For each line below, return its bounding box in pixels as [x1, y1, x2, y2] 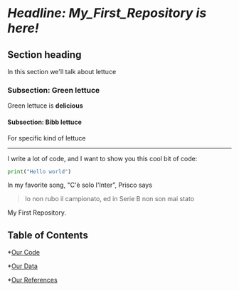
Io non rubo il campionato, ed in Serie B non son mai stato [24, 195, 194, 203]
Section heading [7, 48, 82, 61]
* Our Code [7, 248, 41, 257]
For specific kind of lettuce [7, 133, 86, 142]
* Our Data [7, 262, 38, 270]
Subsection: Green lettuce [7, 85, 100, 95]
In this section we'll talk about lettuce [7, 68, 117, 76]
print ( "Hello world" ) [7, 168, 72, 175]
